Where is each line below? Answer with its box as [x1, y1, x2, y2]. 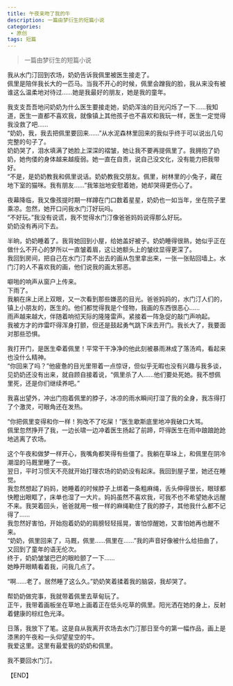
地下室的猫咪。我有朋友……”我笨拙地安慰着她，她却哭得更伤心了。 [7, 181, 196, 190]
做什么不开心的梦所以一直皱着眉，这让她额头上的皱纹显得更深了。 [7, 245, 196, 254]
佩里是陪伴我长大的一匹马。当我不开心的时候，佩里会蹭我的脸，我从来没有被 [7, 79, 226, 88]
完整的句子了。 [7, 138, 50, 146]
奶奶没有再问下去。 [7, 222, 62, 230]
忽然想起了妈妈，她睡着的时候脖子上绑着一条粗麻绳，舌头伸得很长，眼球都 [12, 484, 226, 493]
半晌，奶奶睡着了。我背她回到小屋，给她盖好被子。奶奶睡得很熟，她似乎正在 [7, 237, 226, 245]
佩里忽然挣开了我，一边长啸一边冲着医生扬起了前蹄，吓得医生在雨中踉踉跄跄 [7, 426, 226, 434]
